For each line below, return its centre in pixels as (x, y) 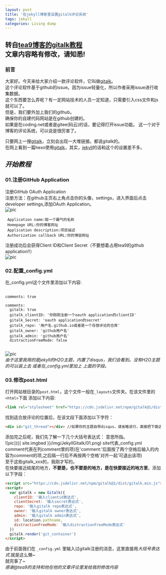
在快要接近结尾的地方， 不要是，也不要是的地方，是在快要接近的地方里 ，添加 (83, 468)
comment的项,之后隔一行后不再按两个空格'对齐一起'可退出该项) (78, 455)
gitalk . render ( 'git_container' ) (43, 534)
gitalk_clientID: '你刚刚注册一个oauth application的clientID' (73, 315)
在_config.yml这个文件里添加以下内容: (43, 282)
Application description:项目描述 (41, 230)
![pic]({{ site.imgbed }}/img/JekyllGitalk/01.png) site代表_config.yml (74, 443)
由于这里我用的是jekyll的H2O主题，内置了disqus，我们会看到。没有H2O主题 (83, 360)
